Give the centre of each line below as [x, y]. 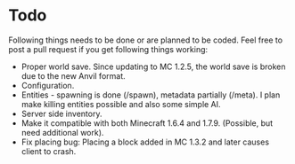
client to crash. [49, 151]
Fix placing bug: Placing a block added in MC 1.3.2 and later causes [145, 142]
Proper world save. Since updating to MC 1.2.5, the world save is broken [153, 66]
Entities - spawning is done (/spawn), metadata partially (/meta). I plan [151, 95]
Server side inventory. [61, 113]
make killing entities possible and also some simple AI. [121, 104]
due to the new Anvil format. [73, 75]
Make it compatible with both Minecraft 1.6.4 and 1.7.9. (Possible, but [147, 123]
